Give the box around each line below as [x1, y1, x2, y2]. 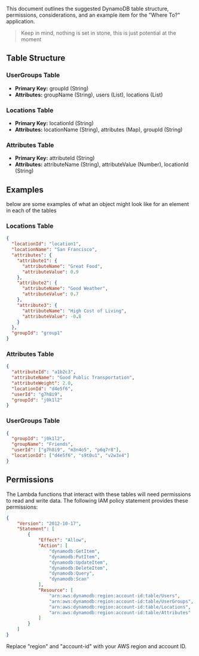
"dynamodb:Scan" [48, 576, 90, 582]
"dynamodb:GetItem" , [48, 548, 100, 554]
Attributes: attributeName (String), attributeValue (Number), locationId [14, 161, 189, 168]
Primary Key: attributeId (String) [14, 155, 95, 162]
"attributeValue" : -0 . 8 [22, 313, 82, 319]
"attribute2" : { [17, 280, 58, 286]
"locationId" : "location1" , [11, 241, 82, 247]
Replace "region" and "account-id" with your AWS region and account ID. [6, 642, 187, 649]
